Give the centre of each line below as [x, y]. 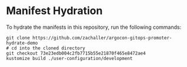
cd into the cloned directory [48, 48]
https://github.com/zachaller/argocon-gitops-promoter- [102, 38]
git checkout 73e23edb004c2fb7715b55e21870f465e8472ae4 [76, 53]
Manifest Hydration [54, 11]
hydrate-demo [22, 43]
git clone [18, 38]
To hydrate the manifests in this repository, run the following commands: [94, 27]
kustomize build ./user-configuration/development [69, 58]
